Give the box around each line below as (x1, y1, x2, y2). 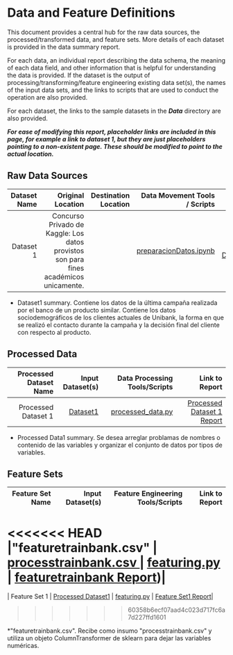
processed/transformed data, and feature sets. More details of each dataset (7, 35, 225, 43)
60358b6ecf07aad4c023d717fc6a (128, 606, 225, 614)
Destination (90, 190, 130, 200)
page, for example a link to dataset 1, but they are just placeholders (7, 134, 206, 143)
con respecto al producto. (17, 328, 92, 336)
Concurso (51, 211, 85, 221)
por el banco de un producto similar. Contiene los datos (17, 306, 176, 314)
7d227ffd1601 (128, 613, 166, 622)
